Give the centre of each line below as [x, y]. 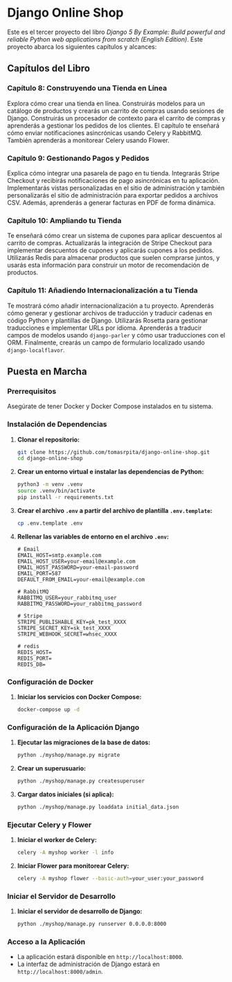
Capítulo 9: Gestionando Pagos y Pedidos [79, 158]
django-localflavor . [36, 350]
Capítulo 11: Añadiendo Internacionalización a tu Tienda [103, 290]
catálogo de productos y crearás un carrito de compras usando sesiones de [116, 111]
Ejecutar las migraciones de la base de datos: [84, 742]
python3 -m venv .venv [50, 484]
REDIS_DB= [32, 664]
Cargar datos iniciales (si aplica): [65, 794]
